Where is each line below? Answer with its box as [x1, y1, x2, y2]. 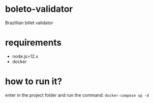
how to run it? [5, 76, 62, 87]
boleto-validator [5, 3, 73, 15]
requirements [5, 37, 62, 48]
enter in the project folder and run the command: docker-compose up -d [5, 92, 149, 98]
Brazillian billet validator [5, 20, 54, 26]
